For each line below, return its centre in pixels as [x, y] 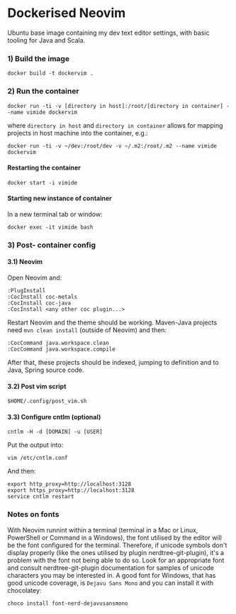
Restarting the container [44, 168]
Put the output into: [35, 445]
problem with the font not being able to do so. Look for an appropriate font [116, 560]
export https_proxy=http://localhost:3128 [71, 490]
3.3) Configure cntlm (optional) [54, 417]
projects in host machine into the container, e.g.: [78, 133]
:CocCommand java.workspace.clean [58, 343]
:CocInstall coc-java [39, 303]
